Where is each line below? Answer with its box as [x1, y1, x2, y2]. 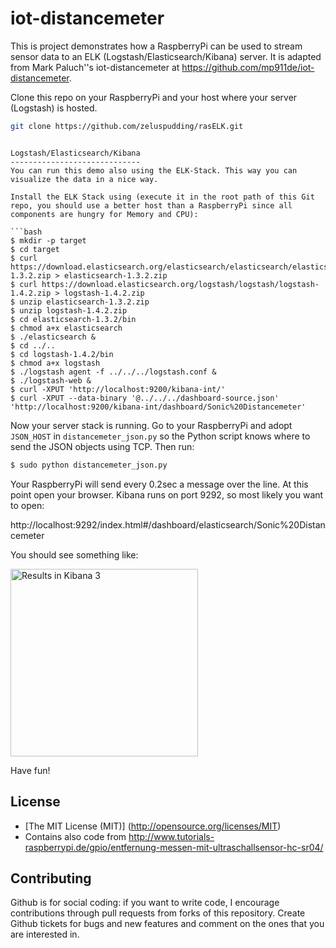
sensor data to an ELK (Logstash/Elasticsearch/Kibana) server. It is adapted [10, 50, 322, 62]
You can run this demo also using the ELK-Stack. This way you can [10, 165, 298, 176]
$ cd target [10, 244, 60, 254]
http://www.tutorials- [128, 830, 215, 842]
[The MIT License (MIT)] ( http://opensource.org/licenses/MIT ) [24, 820, 282, 832]
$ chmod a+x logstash [10, 358, 101, 368]
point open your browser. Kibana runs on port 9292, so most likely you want [10, 488, 324, 501]
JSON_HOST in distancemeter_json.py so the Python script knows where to [10, 430, 311, 442]
